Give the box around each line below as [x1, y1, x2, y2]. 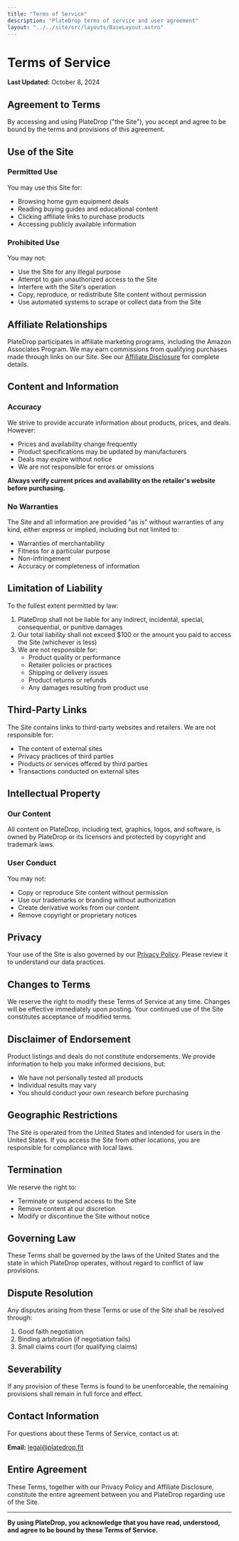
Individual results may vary [17, 1081, 97, 1089]
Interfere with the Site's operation [17, 283, 116, 291]
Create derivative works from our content [17, 903, 139, 912]
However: [7, 425, 36, 435]
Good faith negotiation [17, 1327, 84, 1336]
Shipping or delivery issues [28, 668, 108, 677]
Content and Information [7, 380, 119, 393]
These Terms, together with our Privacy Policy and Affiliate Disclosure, [7, 1483, 215, 1491]
